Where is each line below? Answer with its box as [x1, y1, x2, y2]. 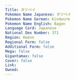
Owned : [5, 68, 19, 73]
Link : [5, 63, 16, 68]
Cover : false [5, 58, 32, 63]
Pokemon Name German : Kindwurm [5, 16, 70, 21]
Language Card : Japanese [5, 26, 57, 31]
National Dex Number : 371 [5, 30, 59, 35]
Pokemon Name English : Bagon [5, 21, 66, 26]
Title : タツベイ [5, 7, 36, 12]
